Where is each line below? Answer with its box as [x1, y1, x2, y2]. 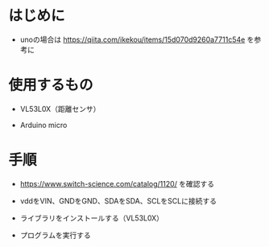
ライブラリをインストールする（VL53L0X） [19, 213, 163, 223]
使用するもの [8, 76, 94, 94]
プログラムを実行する [19, 230, 91, 240]
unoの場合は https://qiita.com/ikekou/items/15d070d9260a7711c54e [19, 35, 246, 44]
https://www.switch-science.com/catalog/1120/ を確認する [19, 179, 215, 188]
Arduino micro [19, 120, 68, 130]
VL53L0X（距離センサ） [19, 104, 101, 113]
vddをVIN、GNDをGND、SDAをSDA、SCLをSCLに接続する [19, 196, 217, 205]
